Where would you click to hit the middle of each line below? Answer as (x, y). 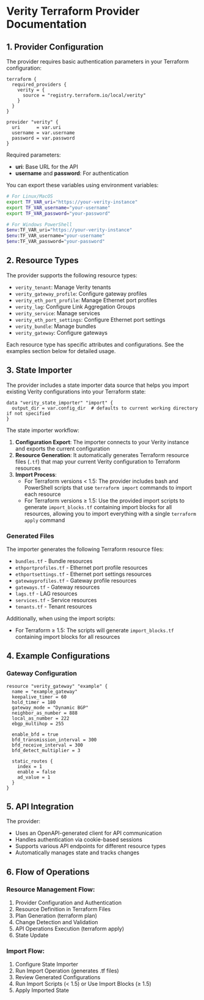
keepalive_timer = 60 (39, 697)
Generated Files (31, 535)
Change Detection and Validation (56, 922)
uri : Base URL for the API (46, 167)
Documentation (47, 24)
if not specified (28, 413)
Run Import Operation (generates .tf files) (67, 971)
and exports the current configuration (62, 449)
